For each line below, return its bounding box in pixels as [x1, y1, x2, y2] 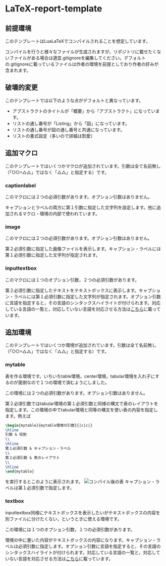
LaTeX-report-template [5, 3, 103, 14]
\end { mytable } [5, 469, 35, 474]
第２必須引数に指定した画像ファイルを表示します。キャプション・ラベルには [5, 246, 161, 252]
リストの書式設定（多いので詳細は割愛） [12, 133, 95, 139]
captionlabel [5, 182, 36, 189]
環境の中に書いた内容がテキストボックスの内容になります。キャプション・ [5, 537, 157, 543]
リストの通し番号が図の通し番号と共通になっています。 [12, 126, 125, 132]
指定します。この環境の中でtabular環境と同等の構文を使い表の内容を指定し [5, 406, 158, 413]
